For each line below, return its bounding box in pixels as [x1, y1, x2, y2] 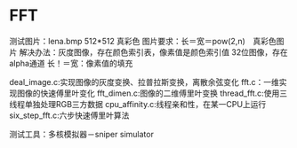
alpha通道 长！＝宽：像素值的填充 [9, 58, 133, 68]
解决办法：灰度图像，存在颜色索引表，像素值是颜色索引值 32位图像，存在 [19, 46, 289, 58]
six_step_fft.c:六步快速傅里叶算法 [9, 110, 130, 121]
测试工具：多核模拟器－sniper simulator [9, 129, 154, 139]
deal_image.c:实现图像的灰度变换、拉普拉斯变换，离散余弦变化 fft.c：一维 [9, 76, 280, 87]
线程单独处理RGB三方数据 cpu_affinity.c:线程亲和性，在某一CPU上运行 [9, 98, 267, 109]
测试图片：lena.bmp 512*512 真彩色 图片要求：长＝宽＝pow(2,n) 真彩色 [9, 35, 277, 46]
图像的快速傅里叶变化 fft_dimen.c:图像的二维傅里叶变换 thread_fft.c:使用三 [16, 88, 287, 98]
